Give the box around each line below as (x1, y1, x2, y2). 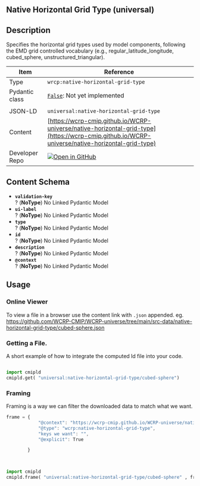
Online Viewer (6, 298, 48, 306)
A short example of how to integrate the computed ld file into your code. (6, 353, 183, 359)
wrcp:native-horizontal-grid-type (47, 79, 145, 85)
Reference (104, 68, 135, 77)
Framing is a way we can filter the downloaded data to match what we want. (6, 403, 193, 410)
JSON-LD (9, 107, 37, 115)
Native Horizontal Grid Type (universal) (6, 5, 155, 15)
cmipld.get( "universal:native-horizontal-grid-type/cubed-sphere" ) (6, 375, 180, 381)
